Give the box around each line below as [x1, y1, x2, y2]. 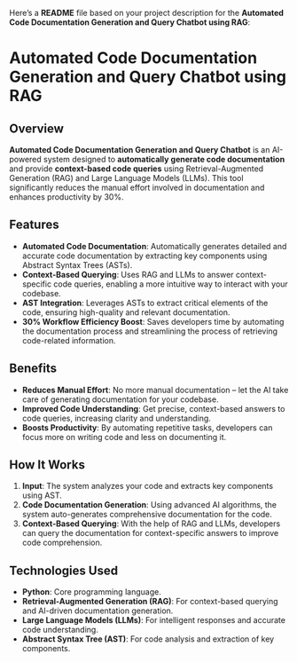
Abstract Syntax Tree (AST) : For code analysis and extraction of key [21, 634, 275, 644]
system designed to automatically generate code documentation [43, 154, 285, 164]
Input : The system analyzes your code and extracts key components [21, 481, 273, 492]
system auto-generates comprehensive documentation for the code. [21, 509, 273, 520]
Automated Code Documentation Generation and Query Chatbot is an [9, 145, 270, 154]
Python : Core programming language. [21, 587, 161, 597]
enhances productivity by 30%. [9, 192, 124, 202]
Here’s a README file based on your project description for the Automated [9, 8, 284, 18]
